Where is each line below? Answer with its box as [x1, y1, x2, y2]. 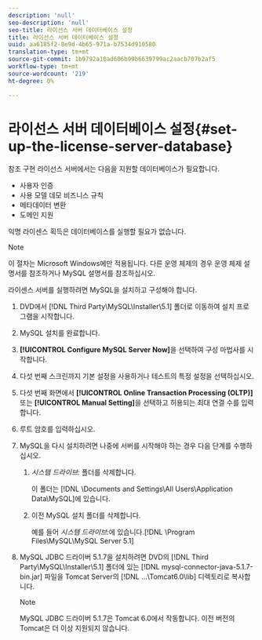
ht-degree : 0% [8, 77, 55, 85]
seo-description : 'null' [8, 19, 89, 27]
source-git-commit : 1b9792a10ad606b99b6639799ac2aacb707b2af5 [8, 56, 216, 64]
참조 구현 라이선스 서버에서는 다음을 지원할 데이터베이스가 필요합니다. [8, 164, 220, 173]
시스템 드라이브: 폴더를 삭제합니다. [31, 467, 136, 477]
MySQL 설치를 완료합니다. [19, 329, 100, 338]
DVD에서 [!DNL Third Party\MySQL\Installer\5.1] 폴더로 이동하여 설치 [19, 302, 235, 311]
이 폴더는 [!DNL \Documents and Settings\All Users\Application [31, 484, 233, 494]
